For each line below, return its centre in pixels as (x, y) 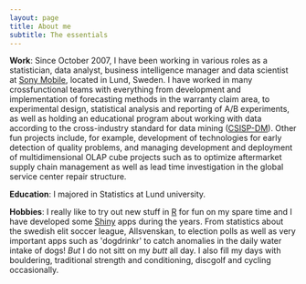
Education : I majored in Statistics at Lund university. (108, 194)
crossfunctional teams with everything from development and (126, 90)
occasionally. (34, 270)
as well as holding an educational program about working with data (136, 118)
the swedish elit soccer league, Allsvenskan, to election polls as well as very (153, 231)
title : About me (40, 26)
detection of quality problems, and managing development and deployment (151, 147)
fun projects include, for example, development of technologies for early (146, 138)
